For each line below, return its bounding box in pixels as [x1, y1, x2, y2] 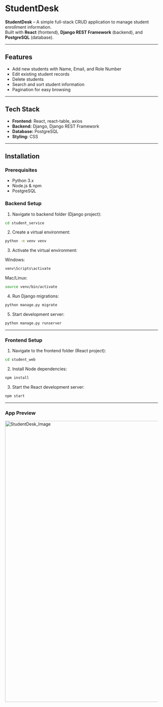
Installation [5, 152, 40, 160]
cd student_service [5, 220, 45, 226]
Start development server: [12, 311, 65, 317]
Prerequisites [5, 166, 37, 173]
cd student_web [5, 357, 36, 362]
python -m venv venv [5, 239, 47, 244]
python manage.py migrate [5, 303, 57, 308]
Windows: [5, 257, 25, 263]
